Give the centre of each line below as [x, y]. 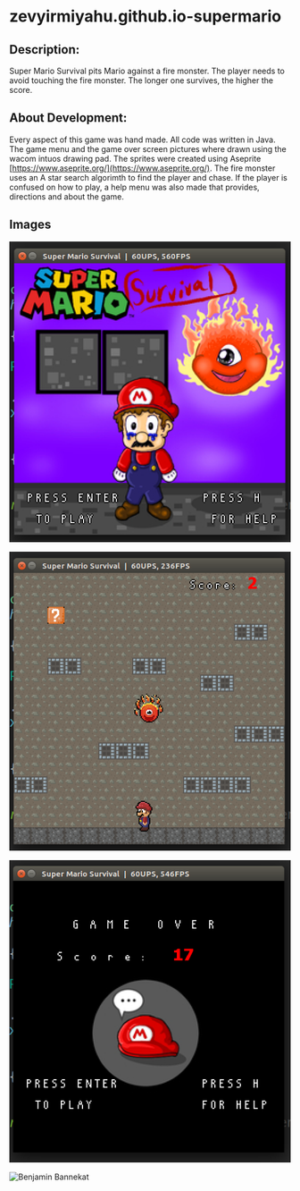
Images [30, 225]
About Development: [68, 118]
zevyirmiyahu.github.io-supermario [146, 17]
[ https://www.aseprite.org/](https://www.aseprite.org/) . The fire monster [142, 168]
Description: [45, 50]
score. [21, 90]
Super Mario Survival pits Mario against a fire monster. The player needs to [147, 71]
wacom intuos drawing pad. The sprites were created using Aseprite [135, 158]
